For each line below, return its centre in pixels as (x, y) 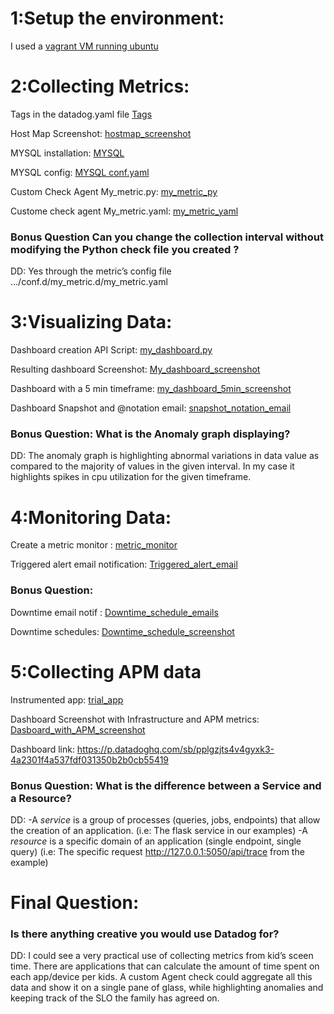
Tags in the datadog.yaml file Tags (81, 114)
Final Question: (75, 903)
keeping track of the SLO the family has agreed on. (115, 998)
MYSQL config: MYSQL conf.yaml (80, 172)
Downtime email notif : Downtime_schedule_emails (114, 612)
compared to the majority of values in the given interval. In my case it (152, 466)
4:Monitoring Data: (91, 517)
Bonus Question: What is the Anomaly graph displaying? (150, 434)
